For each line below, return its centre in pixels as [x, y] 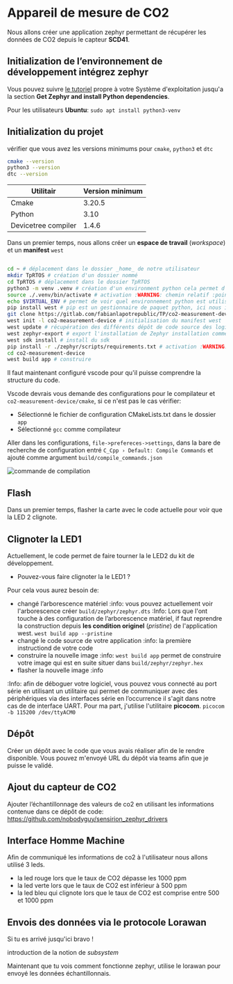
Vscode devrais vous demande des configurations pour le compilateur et [111, 394]
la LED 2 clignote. [32, 517]
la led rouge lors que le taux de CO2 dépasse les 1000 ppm [102, 878]
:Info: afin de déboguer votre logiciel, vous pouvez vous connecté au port [112, 683]
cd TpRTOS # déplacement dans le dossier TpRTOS [79, 282]
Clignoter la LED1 [44, 539]
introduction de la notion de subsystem [63, 953]
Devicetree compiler [44, 225]
